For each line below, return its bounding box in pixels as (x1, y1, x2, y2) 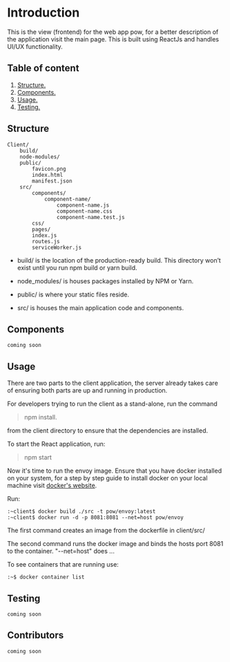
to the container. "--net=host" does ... (7, 547, 115, 556)
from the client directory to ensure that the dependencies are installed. (7, 426, 209, 435)
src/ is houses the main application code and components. (17, 303, 184, 312)
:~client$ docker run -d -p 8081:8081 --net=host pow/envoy (7, 514, 184, 521)
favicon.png (32, 165, 67, 172)
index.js (32, 231, 57, 239)
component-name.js (56, 202, 110, 209)
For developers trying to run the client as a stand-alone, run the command (7, 399, 218, 408)
